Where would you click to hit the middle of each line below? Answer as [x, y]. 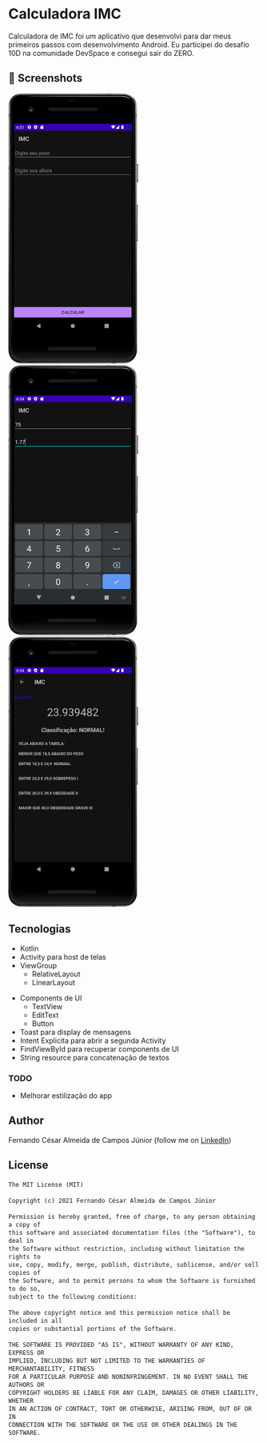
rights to [25, 1257]
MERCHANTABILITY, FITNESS [51, 1369]
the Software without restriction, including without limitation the [127, 1249]
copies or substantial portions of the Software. [93, 1329]
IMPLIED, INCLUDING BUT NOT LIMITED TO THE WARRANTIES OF [107, 1361]
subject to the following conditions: [73, 1297]
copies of [25, 1273]
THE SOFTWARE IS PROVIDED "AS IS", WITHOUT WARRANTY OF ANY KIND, [121, 1345]
